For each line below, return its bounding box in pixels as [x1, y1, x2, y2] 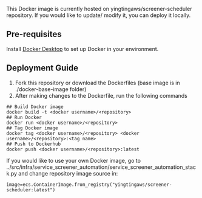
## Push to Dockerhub [6, 141, 61, 147]
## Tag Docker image [6, 125, 59, 131]
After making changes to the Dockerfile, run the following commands [15, 92, 188, 99]
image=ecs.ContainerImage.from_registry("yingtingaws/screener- [6, 182, 172, 188]
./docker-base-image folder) [15, 85, 87, 93]
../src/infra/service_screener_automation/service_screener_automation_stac [6, 163, 196, 171]
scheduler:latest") [6, 186, 56, 193]
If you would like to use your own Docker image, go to [6, 157, 141, 164]
